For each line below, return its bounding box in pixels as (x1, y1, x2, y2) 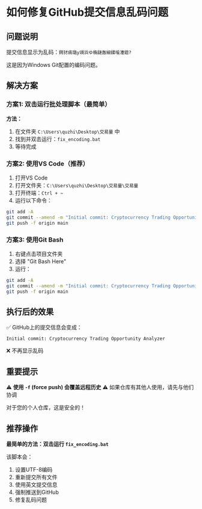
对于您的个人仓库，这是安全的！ (6, 404, 85, 411)
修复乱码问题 (14, 496, 47, 503)
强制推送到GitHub (14, 489, 59, 496)
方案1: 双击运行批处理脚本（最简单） (6, 100, 111, 108)
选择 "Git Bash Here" (14, 257, 67, 265)
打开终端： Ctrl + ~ (14, 189, 64, 196)
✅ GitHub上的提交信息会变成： (6, 323, 82, 331)
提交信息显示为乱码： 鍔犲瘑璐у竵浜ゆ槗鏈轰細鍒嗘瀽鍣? (6, 49, 132, 55)
